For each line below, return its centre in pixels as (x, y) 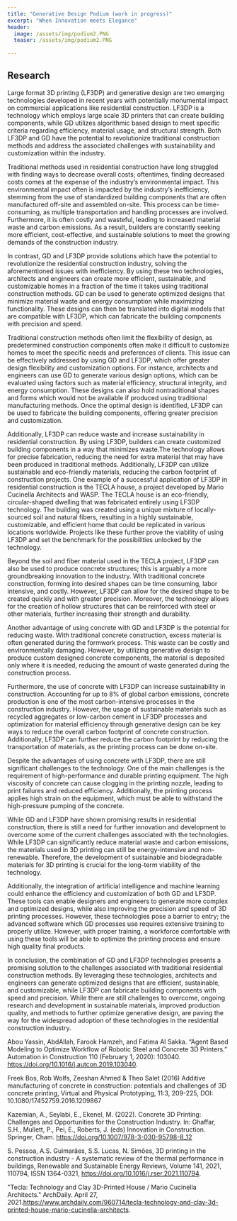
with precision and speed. (45, 324)
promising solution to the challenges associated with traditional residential (115, 967)
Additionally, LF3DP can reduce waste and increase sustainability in (106, 434)
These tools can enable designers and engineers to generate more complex (118, 901)
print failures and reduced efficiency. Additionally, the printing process (110, 790)
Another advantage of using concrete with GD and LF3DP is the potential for (118, 627)
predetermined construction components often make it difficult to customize (118, 345)
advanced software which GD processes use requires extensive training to (116, 924)
